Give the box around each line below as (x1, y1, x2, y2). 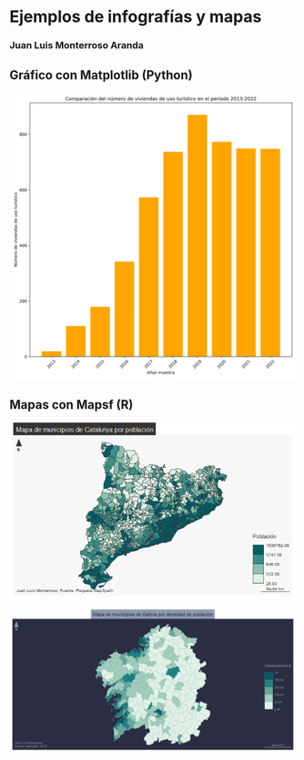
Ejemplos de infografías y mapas (9, 6, 262, 27)
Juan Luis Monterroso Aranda (9, 39, 144, 52)
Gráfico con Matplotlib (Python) (9, 67, 193, 83)
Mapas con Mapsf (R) (9, 397, 134, 412)
